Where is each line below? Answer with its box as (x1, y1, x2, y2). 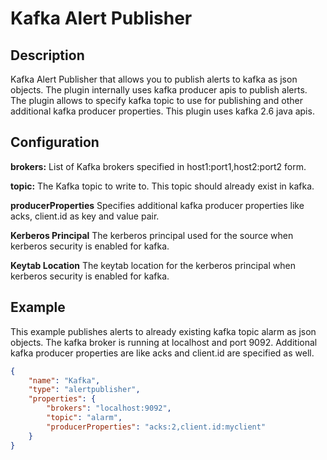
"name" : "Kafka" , (28, 375, 101, 386)
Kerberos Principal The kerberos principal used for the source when (10, 229, 294, 241)
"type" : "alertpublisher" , (28, 385, 141, 395)
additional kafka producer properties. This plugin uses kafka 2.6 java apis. (10, 105, 315, 117)
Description (10, 47, 85, 64)
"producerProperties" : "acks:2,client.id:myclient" (46, 422, 267, 432)
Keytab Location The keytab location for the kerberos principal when (10, 259, 296, 271)
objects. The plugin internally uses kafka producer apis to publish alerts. (10, 84, 308, 96)
